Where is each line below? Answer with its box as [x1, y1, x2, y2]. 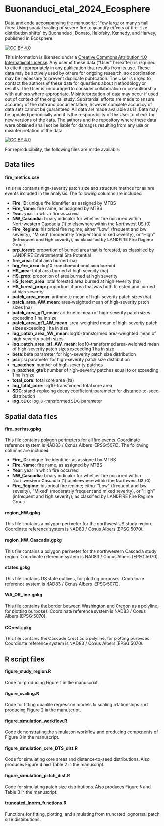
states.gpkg [5, 564, 30, 570]
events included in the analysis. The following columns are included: [5, 190, 143, 196]
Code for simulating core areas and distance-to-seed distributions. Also [5, 756, 150, 762]
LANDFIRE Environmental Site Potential [12, 252, 91, 258]
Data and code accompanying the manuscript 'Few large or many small [5, 20, 149, 26]
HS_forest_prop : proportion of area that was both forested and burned [12, 283, 155, 289]
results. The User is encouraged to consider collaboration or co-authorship [5, 85, 157, 91]
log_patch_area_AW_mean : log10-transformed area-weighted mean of [12, 330, 156, 336]
